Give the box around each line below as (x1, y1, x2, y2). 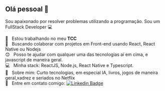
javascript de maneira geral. (5, 56, 63, 62)
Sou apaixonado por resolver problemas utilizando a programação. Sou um (5, 18, 160, 24)
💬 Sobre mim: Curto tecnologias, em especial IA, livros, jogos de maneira (5, 69, 158, 75)
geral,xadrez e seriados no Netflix (5, 74, 75, 80)
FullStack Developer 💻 (5, 23, 53, 30)
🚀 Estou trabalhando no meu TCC (5, 35, 77, 41)
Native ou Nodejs (5, 46, 41, 52)
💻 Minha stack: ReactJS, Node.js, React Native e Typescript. (5, 62, 134, 68)
